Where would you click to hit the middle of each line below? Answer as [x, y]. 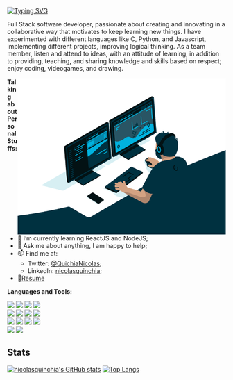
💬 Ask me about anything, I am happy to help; [82, 246]
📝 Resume [31, 278]
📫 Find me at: [37, 253]
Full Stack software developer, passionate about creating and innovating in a [116, 24]
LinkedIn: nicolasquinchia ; [65, 271]
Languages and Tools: [40, 291]
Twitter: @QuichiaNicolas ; [64, 263]
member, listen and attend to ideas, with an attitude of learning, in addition [113, 53]
